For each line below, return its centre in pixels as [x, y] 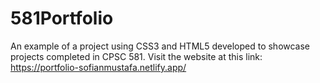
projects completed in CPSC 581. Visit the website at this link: [136, 56]
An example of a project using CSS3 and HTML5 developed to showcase [160, 46]
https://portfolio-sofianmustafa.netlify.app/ [98, 67]
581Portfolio [62, 18]
